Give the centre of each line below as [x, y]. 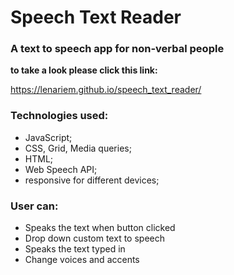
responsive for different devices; [92, 180]
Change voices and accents [82, 260]
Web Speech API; [61, 169]
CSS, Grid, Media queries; [78, 148]
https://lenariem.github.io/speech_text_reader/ [106, 90]
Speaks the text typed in [75, 249]
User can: [34, 206]
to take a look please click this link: [84, 70]
